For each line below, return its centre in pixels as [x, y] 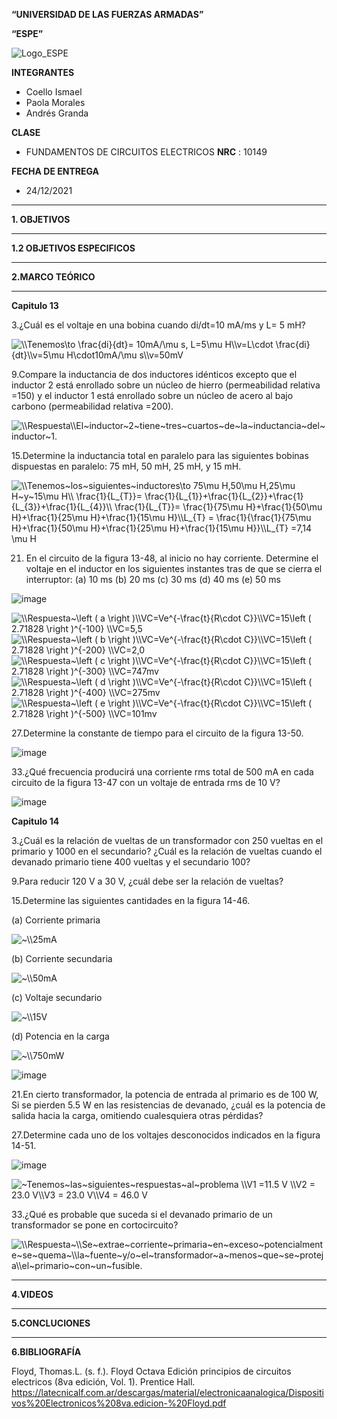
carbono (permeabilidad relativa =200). [92, 406]
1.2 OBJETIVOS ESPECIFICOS [73, 248]
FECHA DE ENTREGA [55, 171]
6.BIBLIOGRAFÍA [46, 1352]
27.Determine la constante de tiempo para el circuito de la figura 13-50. [157, 733]
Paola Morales [55, 102]
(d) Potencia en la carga [60, 1036]
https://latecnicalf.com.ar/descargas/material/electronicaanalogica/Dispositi [167, 1392]
